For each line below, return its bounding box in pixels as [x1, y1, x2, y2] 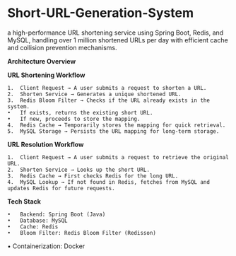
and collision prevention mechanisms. [7, 43, 117, 52]
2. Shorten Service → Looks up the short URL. [7, 166, 151, 173]
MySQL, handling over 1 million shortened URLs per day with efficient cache [7, 35, 228, 44]
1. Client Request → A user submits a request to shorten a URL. [7, 84, 207, 91]
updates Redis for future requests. [7, 185, 115, 192]
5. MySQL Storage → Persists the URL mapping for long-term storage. [7, 127, 220, 135]
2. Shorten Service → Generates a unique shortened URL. [7, 91, 182, 98]
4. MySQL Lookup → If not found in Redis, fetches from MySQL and [7, 178, 211, 185]
